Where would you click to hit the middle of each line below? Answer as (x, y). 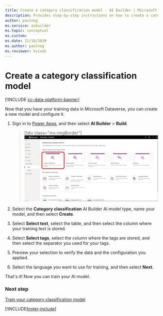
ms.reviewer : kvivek (26, 51)
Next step (17, 289)
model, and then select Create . (43, 214)
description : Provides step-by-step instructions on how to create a (77, 15)
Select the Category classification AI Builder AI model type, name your (83, 209)
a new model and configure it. (35, 114)
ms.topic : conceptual (27, 31)
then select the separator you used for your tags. (61, 243)
